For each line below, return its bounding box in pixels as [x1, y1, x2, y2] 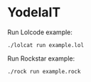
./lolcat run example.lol [7, 41, 84, 48]
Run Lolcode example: [7, 28, 73, 36]
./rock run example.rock [7, 68, 81, 75]
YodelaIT [7, 4, 61, 21]
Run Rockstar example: [7, 54, 75, 63]
